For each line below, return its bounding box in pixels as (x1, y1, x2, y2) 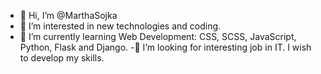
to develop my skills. (19, 52, 105, 64)
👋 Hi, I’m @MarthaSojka (19, 10, 118, 21)
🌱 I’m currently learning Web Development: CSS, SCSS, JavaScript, (19, 31, 297, 42)
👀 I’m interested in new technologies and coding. (19, 20, 222, 32)
